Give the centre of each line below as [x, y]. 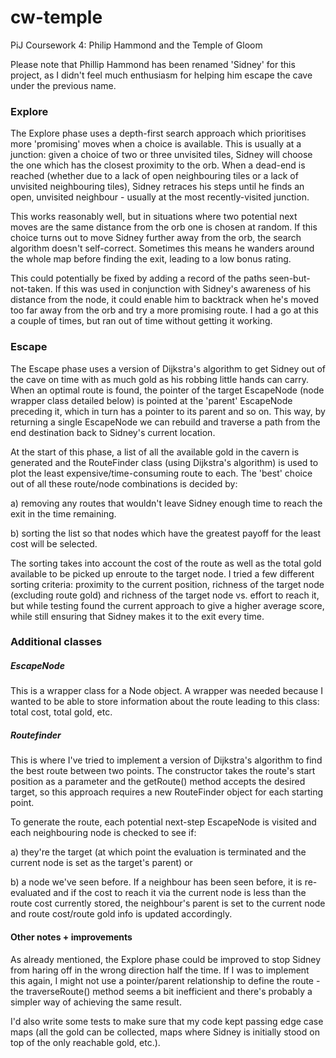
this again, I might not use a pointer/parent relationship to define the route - [165, 980]
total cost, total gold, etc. [61, 712]
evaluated [31, 893]
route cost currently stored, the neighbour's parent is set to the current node [168, 903]
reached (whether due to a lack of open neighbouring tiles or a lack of [154, 176]
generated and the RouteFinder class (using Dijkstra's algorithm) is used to [164, 462]
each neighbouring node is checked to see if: [103, 833]
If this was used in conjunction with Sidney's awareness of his [183, 289]
